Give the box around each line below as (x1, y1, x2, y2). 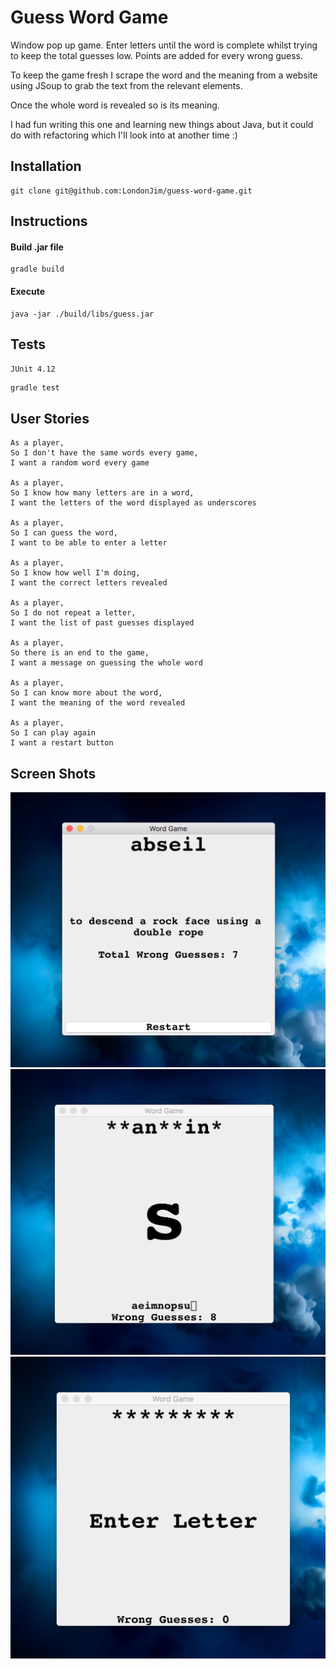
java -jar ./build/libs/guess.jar (10, 309, 155, 319)
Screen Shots (10, 765, 97, 782)
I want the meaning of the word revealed (10, 698, 186, 708)
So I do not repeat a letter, (10, 608, 137, 618)
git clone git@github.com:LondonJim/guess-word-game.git (10, 186, 253, 196)
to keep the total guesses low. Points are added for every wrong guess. (10, 49, 304, 61)
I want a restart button (10, 738, 114, 748)
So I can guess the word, (10, 528, 118, 538)
